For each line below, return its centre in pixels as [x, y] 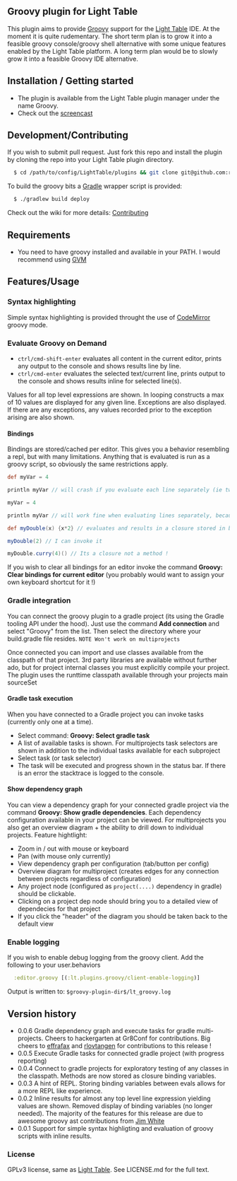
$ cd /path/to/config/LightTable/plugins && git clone [96, 173]
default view [36, 924]
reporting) [32, 1061]
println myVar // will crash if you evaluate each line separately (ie [115, 490]
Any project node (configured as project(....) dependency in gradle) [120, 886]
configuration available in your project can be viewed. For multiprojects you [117, 820]
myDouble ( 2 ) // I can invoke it [55, 541]
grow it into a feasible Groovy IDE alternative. [73, 59]
